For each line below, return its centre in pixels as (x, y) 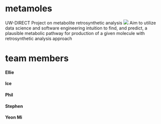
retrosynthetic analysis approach (39, 38)
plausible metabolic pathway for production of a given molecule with (75, 33)
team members (37, 58)
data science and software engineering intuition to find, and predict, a (76, 28)
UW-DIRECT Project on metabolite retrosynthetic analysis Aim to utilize (80, 23)
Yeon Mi (14, 117)
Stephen (14, 106)
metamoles (29, 9)
